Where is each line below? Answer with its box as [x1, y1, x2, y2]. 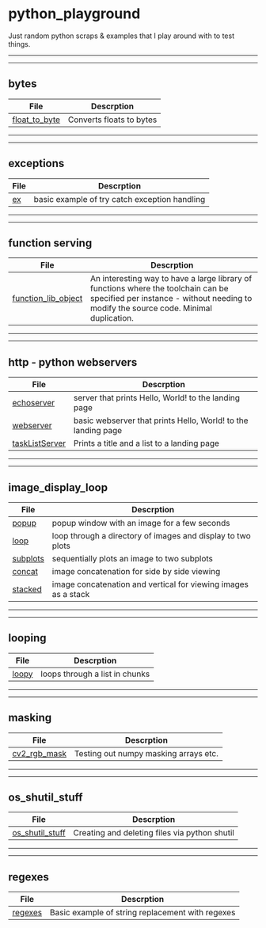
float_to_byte [12, 114, 61, 125]
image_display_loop [8, 481, 108, 494]
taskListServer [12, 438, 66, 449]
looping [8, 631, 47, 645]
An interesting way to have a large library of [89, 273, 253, 284]
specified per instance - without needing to [89, 293, 253, 304]
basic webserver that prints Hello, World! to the [74, 415, 249, 426]
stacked [12, 584, 42, 595]
